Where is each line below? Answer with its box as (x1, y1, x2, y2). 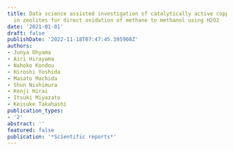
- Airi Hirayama (7, 56, 54, 63)
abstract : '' (7, 120, 45, 127)
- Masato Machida (7, 74, 58, 82)
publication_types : (7, 107, 64, 114)
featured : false (7, 127, 54, 134)
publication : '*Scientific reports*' (7, 133, 117, 140)
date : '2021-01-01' (7, 23, 64, 30)
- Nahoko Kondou (7, 62, 54, 69)
